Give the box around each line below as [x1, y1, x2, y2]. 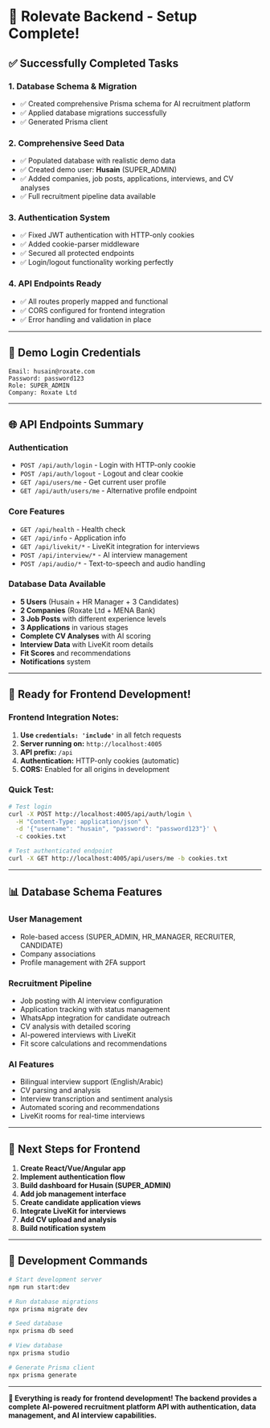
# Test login [8, 803, 52, 811]
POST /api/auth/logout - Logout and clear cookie [19, 468, 183, 478]
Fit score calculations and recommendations [19, 1038, 167, 1048]
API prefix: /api [19, 747, 73, 757]
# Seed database [8, 1319, 63, 1327]
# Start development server [8, 1275, 103, 1283]
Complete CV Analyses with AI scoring [19, 631, 151, 641]
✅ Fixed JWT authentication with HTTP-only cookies [19, 230, 195, 240]
